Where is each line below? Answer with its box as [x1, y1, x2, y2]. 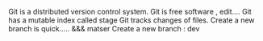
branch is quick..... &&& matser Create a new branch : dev [8, 24, 200, 33]
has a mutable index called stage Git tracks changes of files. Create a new [8, 15, 256, 25]
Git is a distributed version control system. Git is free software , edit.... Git [8, 7, 252, 16]
